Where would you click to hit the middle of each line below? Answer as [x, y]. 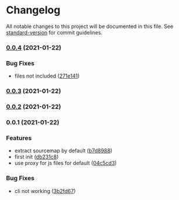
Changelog [33, 10]
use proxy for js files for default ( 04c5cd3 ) [66, 163]
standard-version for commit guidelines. [54, 32]
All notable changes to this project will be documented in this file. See [90, 26]
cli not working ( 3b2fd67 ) [45, 191]
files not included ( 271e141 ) [47, 76]
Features [19, 138]
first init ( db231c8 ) [36, 157]
